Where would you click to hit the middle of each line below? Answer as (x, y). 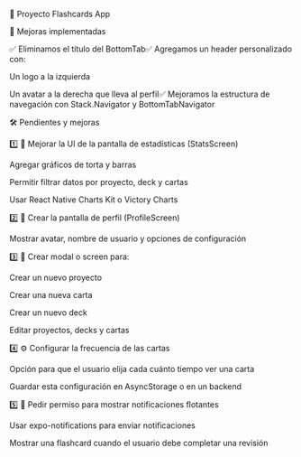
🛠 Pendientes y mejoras (55, 122)
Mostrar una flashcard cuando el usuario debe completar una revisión (139, 443)
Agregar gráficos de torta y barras (73, 164)
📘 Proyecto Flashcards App (60, 14)
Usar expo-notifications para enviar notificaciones (102, 425)
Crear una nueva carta (51, 295)
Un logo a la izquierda (50, 76)
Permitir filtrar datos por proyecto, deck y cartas (99, 182)
